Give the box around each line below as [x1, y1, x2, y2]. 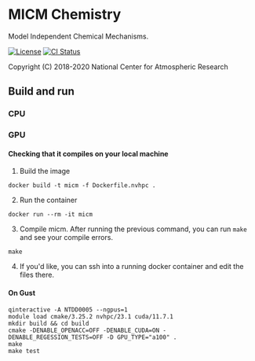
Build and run [8, 85, 75, 98]
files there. [19, 270, 55, 280]
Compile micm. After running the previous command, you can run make [19, 224, 247, 234]
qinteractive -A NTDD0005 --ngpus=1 [8, 305, 128, 314]
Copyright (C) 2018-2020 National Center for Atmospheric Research [8, 61, 229, 72]
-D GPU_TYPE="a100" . [106, 333, 177, 341]
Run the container [19, 195, 78, 205]
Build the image [19, 167, 71, 176]
